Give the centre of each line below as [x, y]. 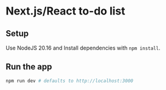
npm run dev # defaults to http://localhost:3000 [70, 81]
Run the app [29, 67]
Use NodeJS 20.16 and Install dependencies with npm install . [83, 48]
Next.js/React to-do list [65, 11]
